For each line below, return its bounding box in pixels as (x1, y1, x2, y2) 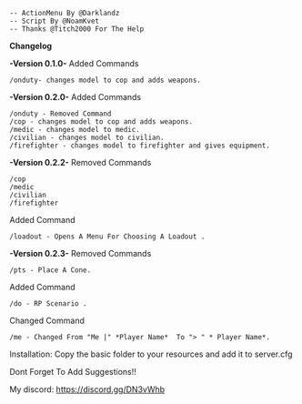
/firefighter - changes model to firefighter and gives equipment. (9, 141, 271, 150)
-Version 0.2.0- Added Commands (9, 92, 142, 102)
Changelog (9, 41, 53, 51)
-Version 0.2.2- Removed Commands (9, 157, 152, 167)
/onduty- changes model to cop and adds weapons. (9, 76, 202, 85)
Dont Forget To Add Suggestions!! (9, 367, 136, 377)
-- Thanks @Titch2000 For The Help (9, 25, 145, 34)
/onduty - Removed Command (9, 109, 112, 118)
